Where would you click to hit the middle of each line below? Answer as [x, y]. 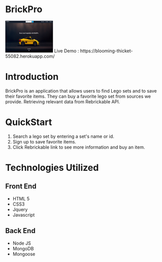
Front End [21, 186]
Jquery [20, 209]
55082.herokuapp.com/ [30, 56]
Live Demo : [67, 51]
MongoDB [23, 248]
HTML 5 [21, 198]
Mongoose [24, 254]
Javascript [24, 215]
